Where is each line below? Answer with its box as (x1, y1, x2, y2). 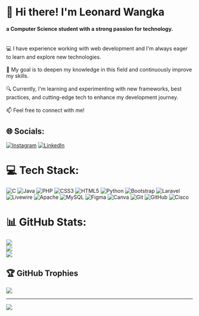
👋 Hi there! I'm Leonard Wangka (6, 5, 165, 19)
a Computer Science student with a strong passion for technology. (6, 25, 174, 32)
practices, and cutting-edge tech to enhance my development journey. (6, 94, 179, 101)
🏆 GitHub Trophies (6, 269, 79, 279)
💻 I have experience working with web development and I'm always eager (6, 45, 188, 52)
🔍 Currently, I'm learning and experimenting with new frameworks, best (6, 85, 182, 92)
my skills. (6, 72, 29, 79)
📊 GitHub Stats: (6, 215, 87, 229)
